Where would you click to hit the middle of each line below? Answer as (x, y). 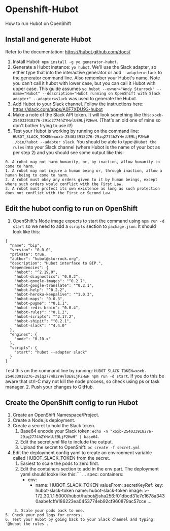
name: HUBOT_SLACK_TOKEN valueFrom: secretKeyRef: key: (99, 485)
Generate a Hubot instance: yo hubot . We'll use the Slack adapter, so (84, 67)
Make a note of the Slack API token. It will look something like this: (82, 114)
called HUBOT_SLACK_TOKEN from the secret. (61, 458)
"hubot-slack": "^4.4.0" (41, 326)
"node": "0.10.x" (33, 339)
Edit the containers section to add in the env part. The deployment (89, 469)
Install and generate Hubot (48, 39)
